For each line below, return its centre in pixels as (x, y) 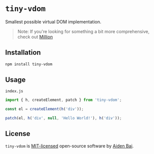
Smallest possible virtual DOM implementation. (53, 22)
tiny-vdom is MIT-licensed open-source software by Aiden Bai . (69, 146)
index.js (14, 91)
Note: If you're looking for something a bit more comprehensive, (83, 31)
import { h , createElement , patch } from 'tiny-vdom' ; (63, 100)
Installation (23, 52)
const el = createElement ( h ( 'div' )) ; (44, 109)
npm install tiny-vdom (29, 64)
